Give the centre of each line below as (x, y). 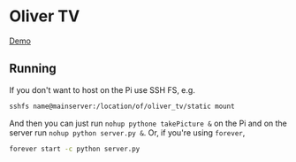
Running (33, 69)
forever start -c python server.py (75, 149)
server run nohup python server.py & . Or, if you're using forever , (127, 132)
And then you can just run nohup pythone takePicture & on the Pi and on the (148, 123)
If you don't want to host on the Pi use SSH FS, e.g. (102, 89)
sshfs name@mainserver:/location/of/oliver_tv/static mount (122, 106)
